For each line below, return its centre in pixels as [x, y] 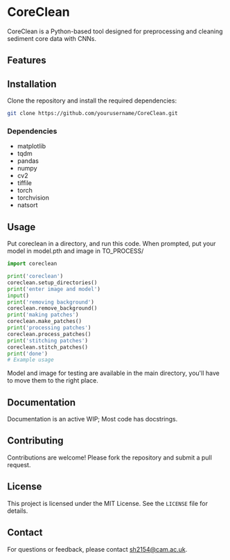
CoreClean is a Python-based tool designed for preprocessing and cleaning [115, 31]
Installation [32, 84]
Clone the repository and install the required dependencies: [92, 100]
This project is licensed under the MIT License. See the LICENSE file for [107, 503]
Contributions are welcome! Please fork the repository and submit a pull [110, 457]
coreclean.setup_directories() [52, 282]
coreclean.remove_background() [52, 308]
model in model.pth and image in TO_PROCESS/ [76, 251]
